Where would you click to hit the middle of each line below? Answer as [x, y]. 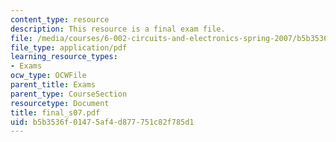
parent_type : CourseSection [69, 94]
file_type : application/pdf [69, 47]
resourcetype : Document [60, 103]
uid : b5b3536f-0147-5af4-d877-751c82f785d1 [102, 122]
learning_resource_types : [64, 57]
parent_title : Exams [53, 85]
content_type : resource [60, 19]
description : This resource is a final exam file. [118, 29]
